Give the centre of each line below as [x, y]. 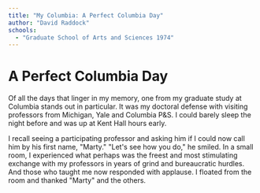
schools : [22, 30]
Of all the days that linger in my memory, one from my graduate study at [125, 98]
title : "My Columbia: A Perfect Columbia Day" [86, 15]
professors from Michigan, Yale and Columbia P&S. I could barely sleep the [130, 115]
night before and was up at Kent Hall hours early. [87, 124]
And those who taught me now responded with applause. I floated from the [130, 172]
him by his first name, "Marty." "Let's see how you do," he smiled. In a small [131, 147]
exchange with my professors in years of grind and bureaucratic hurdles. [126, 164]
